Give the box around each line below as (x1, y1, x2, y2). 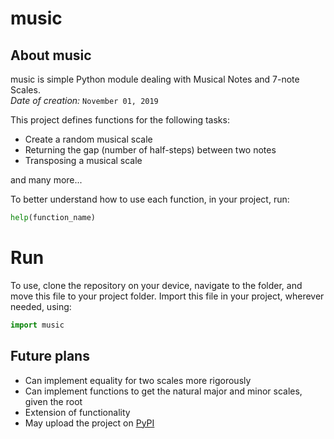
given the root (24, 395, 83, 407)
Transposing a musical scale (24, 155, 143, 166)
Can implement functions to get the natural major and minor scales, (24, 385, 303, 397)
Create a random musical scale (24, 133, 153, 145)
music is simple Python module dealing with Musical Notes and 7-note (10, 73, 300, 85)
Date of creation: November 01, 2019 (10, 95, 159, 106)
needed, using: (10, 300, 72, 312)
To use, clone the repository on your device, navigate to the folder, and (10, 279, 303, 291)
